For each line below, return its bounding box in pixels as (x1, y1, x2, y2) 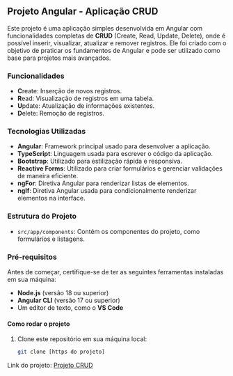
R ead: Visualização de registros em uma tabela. (17, 94, 154, 103)
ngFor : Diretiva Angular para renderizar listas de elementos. (17, 179, 189, 187)
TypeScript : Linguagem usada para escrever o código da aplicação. (17, 150, 214, 158)
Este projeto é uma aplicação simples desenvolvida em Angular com (7, 24, 203, 32)
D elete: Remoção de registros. (17, 109, 104, 118)
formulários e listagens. (17, 235, 85, 243)
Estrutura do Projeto (7, 212, 77, 221)
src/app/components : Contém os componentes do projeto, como (17, 227, 200, 235)
